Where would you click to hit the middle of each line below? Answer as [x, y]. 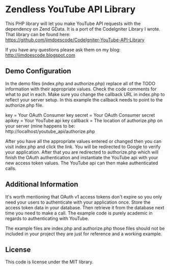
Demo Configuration [38, 71]
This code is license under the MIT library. [49, 262]
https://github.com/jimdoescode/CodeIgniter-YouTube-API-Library [75, 40]
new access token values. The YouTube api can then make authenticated [82, 163]
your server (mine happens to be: [40, 126]
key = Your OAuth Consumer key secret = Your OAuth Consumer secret [80, 115]
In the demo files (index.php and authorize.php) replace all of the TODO [80, 83]
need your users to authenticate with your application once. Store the [78, 202]
